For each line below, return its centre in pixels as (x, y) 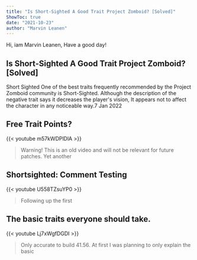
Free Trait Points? (39, 124)
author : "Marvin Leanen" (37, 28)
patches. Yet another (46, 156)
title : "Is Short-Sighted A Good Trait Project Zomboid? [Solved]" (91, 12)
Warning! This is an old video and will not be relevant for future (97, 150)
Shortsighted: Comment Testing (67, 175)
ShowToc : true (24, 17)
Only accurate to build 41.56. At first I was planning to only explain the (106, 245)
